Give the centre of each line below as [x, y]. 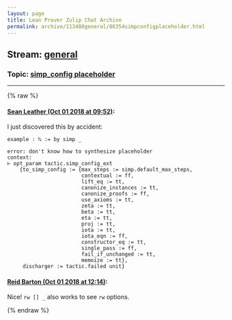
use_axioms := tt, [108, 200]
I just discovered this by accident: [55, 127]
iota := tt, [98, 230]
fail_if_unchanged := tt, [118, 254]
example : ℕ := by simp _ [44, 140]
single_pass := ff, [109, 248]
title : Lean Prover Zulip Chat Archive [65, 20]
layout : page [26, 13]
